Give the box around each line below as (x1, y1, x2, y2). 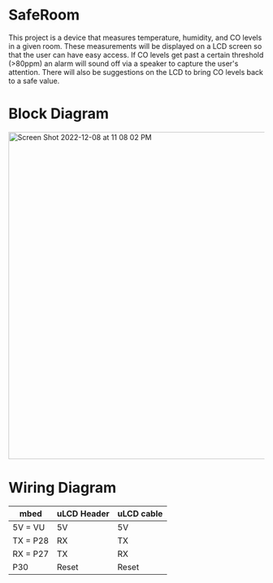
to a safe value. (8, 76, 60, 85)
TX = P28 (12, 535, 50, 546)
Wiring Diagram (8, 479, 117, 498)
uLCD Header (56, 507, 110, 519)
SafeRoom (8, 6, 80, 24)
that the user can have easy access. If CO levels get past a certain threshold (8, 50, 264, 59)
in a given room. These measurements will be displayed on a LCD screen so (8, 41, 262, 50)
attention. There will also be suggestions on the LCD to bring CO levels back (8, 67, 264, 77)
